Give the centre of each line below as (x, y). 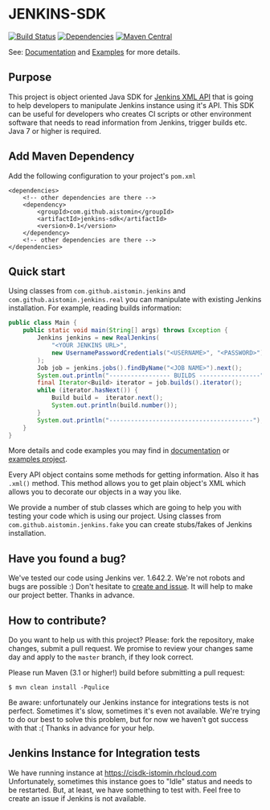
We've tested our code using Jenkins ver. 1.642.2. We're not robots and (127, 578)
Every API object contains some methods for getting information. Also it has (134, 475)
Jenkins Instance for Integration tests (104, 753)
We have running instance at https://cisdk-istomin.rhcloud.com (112, 773)
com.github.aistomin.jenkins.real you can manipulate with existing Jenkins (135, 300)
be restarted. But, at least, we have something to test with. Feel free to (125, 790)
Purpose (30, 77)
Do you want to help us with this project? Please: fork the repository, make (131, 640)
